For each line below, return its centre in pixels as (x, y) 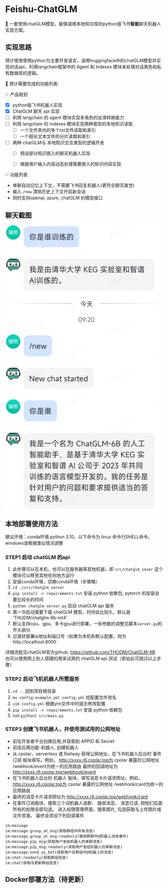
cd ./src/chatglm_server (38, 588)
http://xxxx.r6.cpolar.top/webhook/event (54, 772)
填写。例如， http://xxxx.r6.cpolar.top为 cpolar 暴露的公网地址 (95, 760)
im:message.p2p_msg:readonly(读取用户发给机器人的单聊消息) (64, 847)
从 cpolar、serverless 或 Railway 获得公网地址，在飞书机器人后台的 (82, 754)
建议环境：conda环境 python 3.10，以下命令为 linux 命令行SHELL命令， (79, 537)
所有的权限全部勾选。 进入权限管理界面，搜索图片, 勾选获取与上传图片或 (87, 809)
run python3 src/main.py (38, 715)
